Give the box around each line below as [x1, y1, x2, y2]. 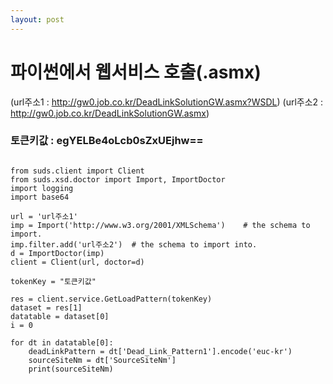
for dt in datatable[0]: [10, 337, 114, 348]
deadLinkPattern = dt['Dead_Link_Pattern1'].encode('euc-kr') [28, 346, 293, 356]
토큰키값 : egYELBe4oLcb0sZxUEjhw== [10, 134, 204, 148]
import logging [10, 183, 74, 193]
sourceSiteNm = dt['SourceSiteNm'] [28, 355, 177, 365]
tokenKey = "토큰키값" [10, 276, 97, 286]
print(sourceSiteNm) [28, 364, 114, 374]
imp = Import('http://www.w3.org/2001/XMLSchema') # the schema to [10, 220, 311, 230]
